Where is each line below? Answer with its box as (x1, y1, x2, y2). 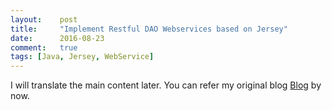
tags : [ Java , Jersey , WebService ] (10, 52, 155, 62)
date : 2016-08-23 (10, 33, 105, 43)
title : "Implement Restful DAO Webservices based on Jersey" (10, 24, 288, 34)
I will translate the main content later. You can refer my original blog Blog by (10, 79, 322, 91)
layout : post (10, 14, 78, 25)
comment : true (10, 42, 78, 53)
